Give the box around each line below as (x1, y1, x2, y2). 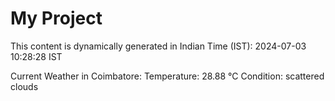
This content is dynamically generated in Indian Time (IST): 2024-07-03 (10, 40, 307, 52)
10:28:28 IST (10, 50, 63, 62)
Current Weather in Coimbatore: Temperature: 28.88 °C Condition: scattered (10, 70, 325, 82)
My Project (10, 7, 103, 30)
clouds (10, 80, 39, 92)
